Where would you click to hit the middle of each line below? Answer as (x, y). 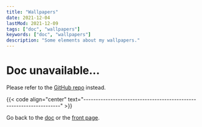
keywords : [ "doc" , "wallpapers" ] (49, 35)
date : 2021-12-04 (28, 18)
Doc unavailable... (53, 71)
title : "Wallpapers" (33, 12)
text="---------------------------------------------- (132, 99)
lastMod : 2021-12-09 (33, 23)
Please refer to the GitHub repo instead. (56, 87)
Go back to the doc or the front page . (53, 117)
